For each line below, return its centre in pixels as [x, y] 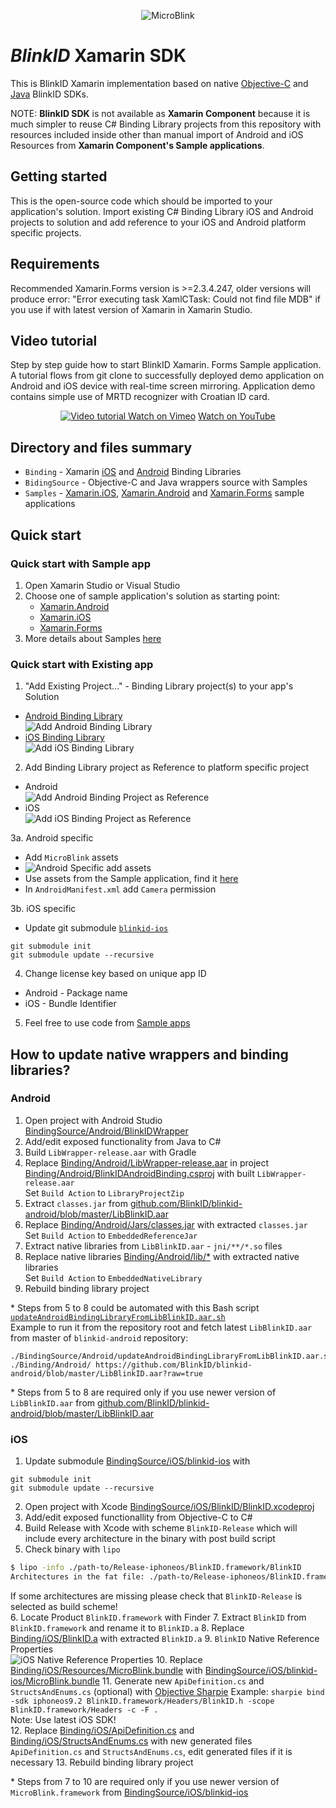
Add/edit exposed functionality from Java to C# [123, 1141]
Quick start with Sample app [80, 563]
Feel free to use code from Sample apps [107, 1023]
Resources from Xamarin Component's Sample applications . [137, 145]
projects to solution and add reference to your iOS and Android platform [158, 222]
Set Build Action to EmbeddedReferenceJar [111, 1235]
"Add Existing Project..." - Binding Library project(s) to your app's [159, 686]
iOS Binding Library [64, 737]
